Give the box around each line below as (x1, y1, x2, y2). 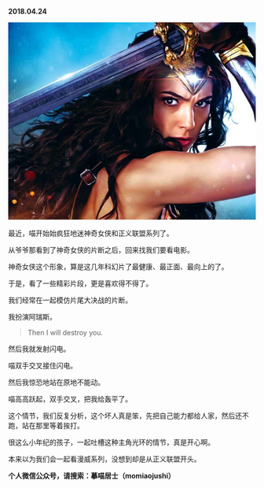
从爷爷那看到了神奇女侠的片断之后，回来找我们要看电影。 (8, 246, 194, 255)
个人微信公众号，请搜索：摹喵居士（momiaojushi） (8, 471, 175, 481)
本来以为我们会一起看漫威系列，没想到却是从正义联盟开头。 (8, 454, 201, 464)
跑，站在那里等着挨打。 (8, 421, 84, 431)
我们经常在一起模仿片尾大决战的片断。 (8, 295, 132, 305)
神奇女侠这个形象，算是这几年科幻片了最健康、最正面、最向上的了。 (8, 262, 229, 272)
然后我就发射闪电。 (8, 344, 71, 353)
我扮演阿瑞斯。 (8, 312, 57, 322)
